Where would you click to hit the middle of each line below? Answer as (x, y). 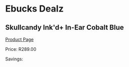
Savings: (14, 59)
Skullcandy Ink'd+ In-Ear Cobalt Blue (64, 27)
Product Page (19, 39)
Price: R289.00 (21, 49)
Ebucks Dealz (35, 9)
